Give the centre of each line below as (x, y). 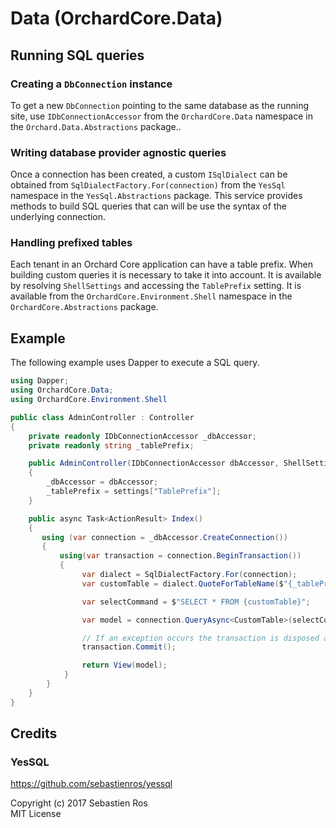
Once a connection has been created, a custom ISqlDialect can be (149, 174)
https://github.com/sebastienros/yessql (91, 784)
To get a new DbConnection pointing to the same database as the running (159, 105)
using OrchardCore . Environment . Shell (89, 400)
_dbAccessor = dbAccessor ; (102, 482)
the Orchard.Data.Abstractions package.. (96, 126)
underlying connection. (58, 217)
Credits (34, 733)
